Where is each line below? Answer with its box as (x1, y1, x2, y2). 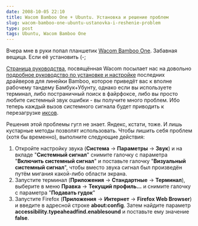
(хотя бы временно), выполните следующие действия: (6, 133, 145, 140)
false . (14, 215, 30, 222)
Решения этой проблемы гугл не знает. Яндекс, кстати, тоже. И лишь (6, 121, 183, 128)
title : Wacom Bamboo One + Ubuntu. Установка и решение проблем (6, 14, 169, 20)
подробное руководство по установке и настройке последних (6, 71, 165, 79)
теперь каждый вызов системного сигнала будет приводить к (6, 103, 165, 110)
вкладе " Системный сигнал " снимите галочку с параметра (14, 151, 168, 158)
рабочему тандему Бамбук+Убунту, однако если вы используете (6, 84, 172, 91)
